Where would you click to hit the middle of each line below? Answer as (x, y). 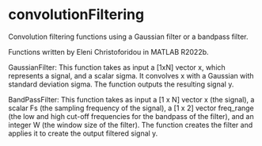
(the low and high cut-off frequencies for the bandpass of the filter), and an (131, 116)
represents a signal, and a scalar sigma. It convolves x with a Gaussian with (131, 75)
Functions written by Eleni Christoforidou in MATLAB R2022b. (108, 52)
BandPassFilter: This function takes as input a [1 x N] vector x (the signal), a (131, 99)
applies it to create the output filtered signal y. (83, 133)
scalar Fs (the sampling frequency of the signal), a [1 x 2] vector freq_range (131, 108)
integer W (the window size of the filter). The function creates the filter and (131, 125)
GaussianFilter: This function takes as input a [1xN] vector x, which (117, 67)
